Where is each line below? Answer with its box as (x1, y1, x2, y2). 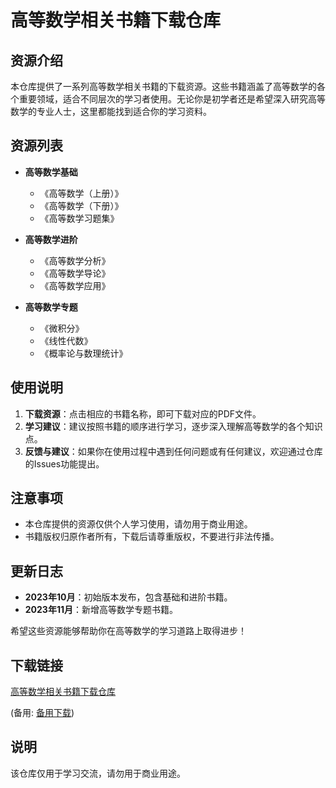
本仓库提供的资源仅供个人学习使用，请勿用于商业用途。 (24, 518, 253, 530)
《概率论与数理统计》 (39, 347, 128, 359)
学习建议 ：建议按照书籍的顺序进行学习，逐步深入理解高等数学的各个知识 (24, 420, 323, 432)
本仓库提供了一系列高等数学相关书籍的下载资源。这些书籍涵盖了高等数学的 (10, 81, 317, 92)
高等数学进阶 (24, 233, 78, 245)
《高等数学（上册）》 (39, 187, 124, 199)
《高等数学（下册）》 (39, 199, 124, 211)
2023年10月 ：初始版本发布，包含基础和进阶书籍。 (24, 591, 233, 603)
